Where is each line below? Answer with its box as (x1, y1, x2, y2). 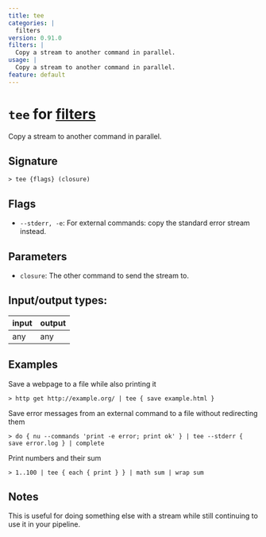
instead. (19, 227, 47, 236)
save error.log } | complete (8, 439, 105, 447)
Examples (8, 358, 58, 372)
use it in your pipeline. (8, 519, 81, 529)
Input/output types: (8, 294, 108, 307)
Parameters (8, 250, 67, 263)
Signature (8, 154, 58, 168)
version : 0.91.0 (8, 33, 62, 42)
